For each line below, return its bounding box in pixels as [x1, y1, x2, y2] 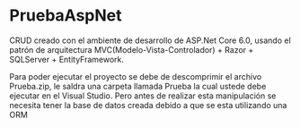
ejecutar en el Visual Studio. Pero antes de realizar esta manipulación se [9, 90, 277, 101]
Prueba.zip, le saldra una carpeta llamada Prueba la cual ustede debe [9, 80, 267, 91]
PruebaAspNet [9, 5, 123, 26]
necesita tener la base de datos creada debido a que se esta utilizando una [9, 99, 287, 110]
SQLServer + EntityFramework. [9, 54, 124, 64]
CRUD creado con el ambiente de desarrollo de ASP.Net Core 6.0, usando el [9, 35, 292, 46]
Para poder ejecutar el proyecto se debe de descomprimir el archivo [9, 71, 262, 81]
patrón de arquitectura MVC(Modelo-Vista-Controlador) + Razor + [9, 44, 254, 55]
